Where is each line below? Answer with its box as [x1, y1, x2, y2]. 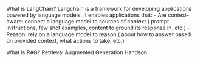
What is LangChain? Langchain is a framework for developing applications [6, 5, 192, 12]
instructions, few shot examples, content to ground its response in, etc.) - [6, 24, 190, 31]
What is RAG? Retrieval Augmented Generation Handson [6, 49, 148, 56]
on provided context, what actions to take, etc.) [6, 37, 125, 44]
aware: [6, 18, 24, 25]
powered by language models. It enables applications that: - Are [6, 11, 167, 19]
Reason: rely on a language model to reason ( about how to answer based [6, 31, 191, 38]
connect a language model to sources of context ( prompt [24, 18, 169, 25]
